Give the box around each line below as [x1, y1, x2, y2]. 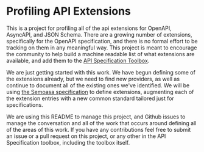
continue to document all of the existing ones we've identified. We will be [6, 81, 190, 89]
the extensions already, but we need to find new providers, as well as [6, 75, 180, 82]
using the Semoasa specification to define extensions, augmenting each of [6, 88, 194, 95]
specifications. [6, 101, 44, 108]
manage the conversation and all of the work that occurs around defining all [6, 119, 197, 126]
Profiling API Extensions [6, 4, 131, 18]
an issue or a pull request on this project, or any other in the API [6, 132, 166, 140]
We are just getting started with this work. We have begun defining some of [6, 68, 196, 76]
